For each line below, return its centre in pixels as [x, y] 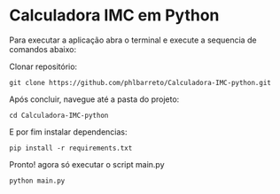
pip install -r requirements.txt [71, 148]
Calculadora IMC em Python [114, 16]
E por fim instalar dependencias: [68, 132]
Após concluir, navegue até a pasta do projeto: [94, 99]
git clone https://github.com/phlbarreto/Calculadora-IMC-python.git [140, 82]
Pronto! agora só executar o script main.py [87, 164]
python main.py [37, 181]
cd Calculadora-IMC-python [59, 115]
